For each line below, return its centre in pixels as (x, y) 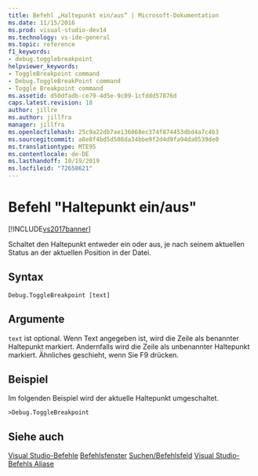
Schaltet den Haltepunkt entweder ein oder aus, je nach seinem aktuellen (126, 244)
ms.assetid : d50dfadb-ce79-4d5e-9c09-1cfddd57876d (93, 96)
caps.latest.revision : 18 (50, 103)
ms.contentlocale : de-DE (49, 154)
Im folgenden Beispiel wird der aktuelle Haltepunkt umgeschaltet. (114, 398)
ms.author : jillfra (40, 118)
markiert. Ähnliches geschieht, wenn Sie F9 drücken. (93, 354)
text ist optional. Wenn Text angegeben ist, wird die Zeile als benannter (124, 338)
